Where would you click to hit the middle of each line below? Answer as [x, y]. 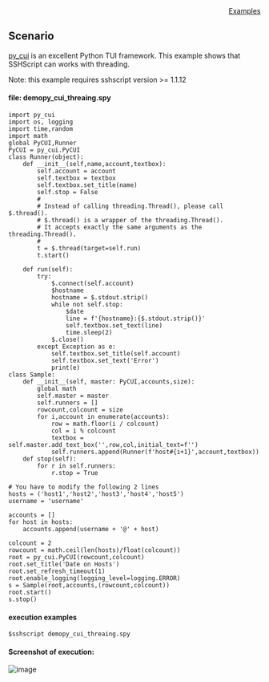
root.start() [30, 593]
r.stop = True [74, 473]
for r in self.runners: [76, 466]
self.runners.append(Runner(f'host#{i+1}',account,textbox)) [155, 452]
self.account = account [76, 171]
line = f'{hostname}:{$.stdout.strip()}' [135, 319]
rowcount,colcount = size [80, 410]
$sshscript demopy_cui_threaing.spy [69, 634]
